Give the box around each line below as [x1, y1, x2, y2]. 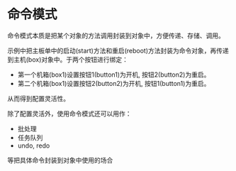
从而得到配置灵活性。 [7, 94, 69, 103]
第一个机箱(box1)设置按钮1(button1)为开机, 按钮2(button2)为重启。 [17, 70, 210, 79]
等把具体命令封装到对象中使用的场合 [7, 155, 113, 164]
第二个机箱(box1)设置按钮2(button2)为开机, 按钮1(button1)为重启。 [17, 79, 210, 87]
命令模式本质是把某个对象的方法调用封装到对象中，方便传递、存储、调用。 [7, 31, 225, 40]
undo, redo [17, 141, 50, 150]
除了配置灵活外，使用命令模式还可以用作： [7, 109, 132, 118]
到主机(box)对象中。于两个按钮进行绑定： [7, 55, 129, 64]
